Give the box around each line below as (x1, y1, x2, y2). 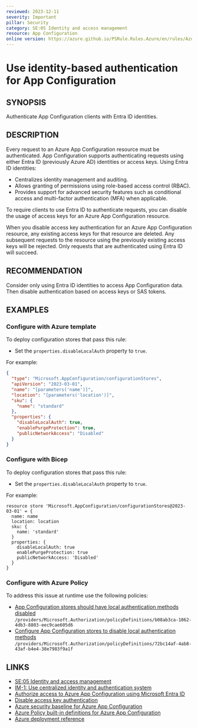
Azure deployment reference (14, 715, 85, 722)
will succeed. (6, 249, 38, 256)
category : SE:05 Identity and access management (6, 25, 128, 31)
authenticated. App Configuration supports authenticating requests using (6, 151, 184, 159)
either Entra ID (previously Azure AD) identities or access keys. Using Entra (6, 158, 189, 165)
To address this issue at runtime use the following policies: (6, 592, 148, 599)
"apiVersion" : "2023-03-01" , (11, 381, 83, 387)
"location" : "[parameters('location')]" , (11, 392, 115, 398)
